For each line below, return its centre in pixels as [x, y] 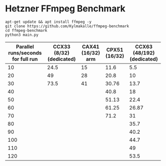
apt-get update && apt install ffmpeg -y [48, 22]
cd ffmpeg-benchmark [26, 30]
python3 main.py [22, 35]
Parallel [25, 47]
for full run [25, 59]
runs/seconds [25, 53]
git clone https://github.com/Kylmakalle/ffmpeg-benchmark [67, 26]
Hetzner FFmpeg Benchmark [65, 9]
